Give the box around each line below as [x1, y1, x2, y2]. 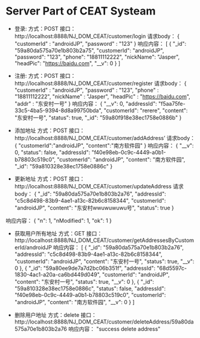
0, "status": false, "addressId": [14, 148, 91, 156]
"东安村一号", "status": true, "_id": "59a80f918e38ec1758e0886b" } [14, 113, 182, 121]
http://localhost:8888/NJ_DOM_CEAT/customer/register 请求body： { [14, 80, 187, 87]
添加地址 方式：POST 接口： [14, 127, 85, 134]
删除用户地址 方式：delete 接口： [14, 311, 97, 318]
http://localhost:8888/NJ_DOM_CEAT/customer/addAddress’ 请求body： [14, 134, 196, 141]
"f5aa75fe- [158, 100, 185, 107]
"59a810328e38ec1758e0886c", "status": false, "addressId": [14, 285, 166, 292]
